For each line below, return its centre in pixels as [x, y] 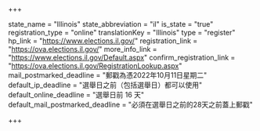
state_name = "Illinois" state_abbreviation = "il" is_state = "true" [111, 24]
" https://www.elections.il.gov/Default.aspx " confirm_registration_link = [122, 57]
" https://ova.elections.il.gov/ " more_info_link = [83, 49]
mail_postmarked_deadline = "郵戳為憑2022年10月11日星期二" [108, 75]
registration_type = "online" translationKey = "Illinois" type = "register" [122, 33]
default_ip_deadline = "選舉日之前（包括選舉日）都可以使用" [105, 85]
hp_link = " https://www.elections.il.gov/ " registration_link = [103, 41]
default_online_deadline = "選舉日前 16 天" [76, 95]
